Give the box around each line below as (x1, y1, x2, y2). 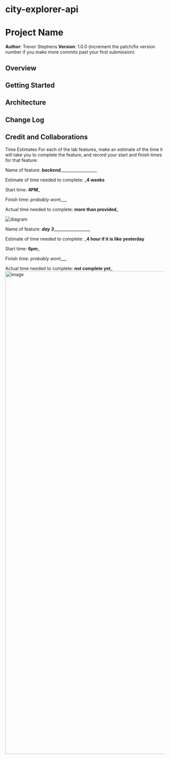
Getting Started (5, 81, 55, 89)
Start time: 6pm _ (5, 245, 40, 252)
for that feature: (5, 157, 38, 163)
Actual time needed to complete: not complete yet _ (5, 265, 113, 271)
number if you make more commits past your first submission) (5, 49, 135, 55)
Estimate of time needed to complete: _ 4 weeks (5, 177, 105, 183)
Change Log (5, 115, 45, 124)
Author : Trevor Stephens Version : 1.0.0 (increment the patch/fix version (5, 44, 155, 50)
